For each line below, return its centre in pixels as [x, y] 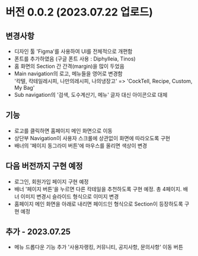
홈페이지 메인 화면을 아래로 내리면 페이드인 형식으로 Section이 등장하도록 [98, 204]
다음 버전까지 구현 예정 [44, 166]
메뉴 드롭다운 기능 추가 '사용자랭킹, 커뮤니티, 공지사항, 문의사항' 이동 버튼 [99, 247]
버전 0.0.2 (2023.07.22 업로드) [79, 12]
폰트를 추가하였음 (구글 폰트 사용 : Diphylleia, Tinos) [75, 59]
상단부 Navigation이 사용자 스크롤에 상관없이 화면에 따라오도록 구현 [92, 138]
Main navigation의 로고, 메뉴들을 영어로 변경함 [68, 74]
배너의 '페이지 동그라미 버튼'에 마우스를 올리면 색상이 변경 [81, 146]
